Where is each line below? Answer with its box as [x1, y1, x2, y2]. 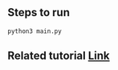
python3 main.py [7, 27, 62, 35]
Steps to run [7, 6, 70, 19]
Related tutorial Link [7, 49, 110, 62]
